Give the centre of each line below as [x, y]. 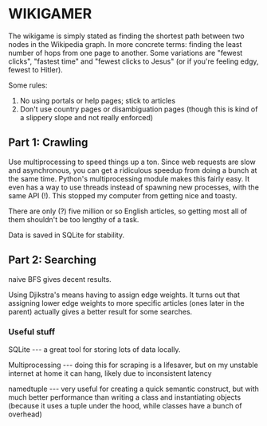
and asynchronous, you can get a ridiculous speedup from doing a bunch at [133, 170]
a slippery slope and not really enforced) [86, 117]
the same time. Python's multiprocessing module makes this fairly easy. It [129, 178]
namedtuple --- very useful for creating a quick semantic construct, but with [133, 389]
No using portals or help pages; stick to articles [98, 100]
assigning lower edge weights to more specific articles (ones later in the [126, 303]
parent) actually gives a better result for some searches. [100, 311]
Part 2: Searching [53, 260]
